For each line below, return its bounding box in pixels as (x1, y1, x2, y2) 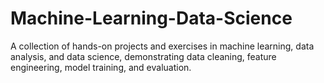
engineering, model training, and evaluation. (10, 61, 192, 73)
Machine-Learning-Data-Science (10, 7, 293, 30)
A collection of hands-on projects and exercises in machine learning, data (10, 40, 315, 52)
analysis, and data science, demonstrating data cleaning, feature (10, 50, 277, 62)
